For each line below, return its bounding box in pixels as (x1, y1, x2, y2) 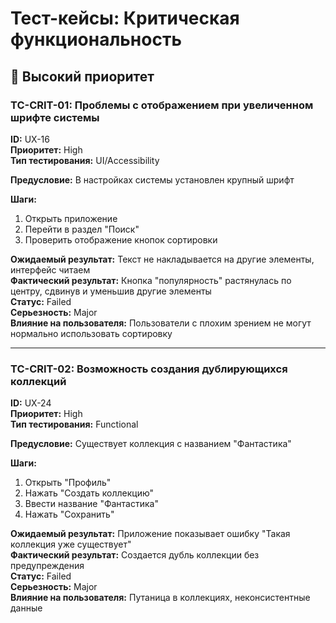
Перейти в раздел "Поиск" (24, 223, 140, 235)
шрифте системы (10, 110, 100, 124)
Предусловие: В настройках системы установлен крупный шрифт (10, 173, 295, 186)
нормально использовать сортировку (10, 327, 173, 339)
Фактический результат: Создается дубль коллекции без (10, 549, 260, 561)
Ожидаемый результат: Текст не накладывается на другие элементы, (10, 253, 315, 265)
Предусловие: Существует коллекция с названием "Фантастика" (10, 438, 292, 450)
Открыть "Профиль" (24, 477, 112, 489)
